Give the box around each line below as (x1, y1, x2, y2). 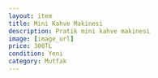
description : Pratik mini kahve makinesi (8, 27, 151, 35)
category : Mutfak (8, 58, 67, 66)
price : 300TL (8, 42, 53, 50)
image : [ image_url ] (8, 34, 75, 43)
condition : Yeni (8, 50, 63, 58)
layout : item (8, 11, 53, 20)
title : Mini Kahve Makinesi (8, 19, 104, 28)
